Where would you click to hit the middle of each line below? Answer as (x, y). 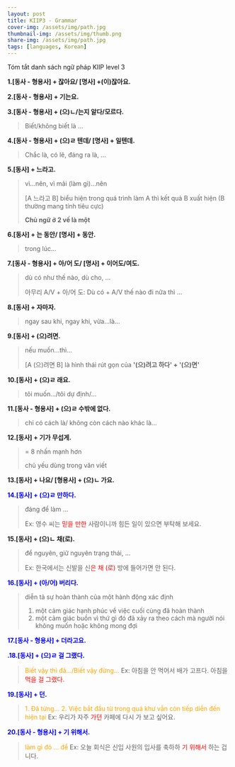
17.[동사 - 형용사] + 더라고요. (47, 640)
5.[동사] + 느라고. (31, 169)
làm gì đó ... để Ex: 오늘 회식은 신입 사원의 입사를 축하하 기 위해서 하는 (122, 747)
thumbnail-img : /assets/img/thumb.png (64, 34)
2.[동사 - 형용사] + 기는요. (43, 97)
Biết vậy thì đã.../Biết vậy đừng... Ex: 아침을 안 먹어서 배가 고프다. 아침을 (126, 670)
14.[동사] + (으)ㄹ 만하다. (42, 495)
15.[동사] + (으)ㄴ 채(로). (41, 539)
